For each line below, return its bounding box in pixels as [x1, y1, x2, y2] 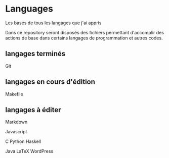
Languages [5, 3, 53, 15]
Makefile [5, 91, 24, 97]
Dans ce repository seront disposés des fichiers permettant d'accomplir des [5, 29, 164, 35]
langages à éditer [5, 106, 62, 114]
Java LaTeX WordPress [5, 148, 54, 154]
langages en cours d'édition [5, 78, 95, 86]
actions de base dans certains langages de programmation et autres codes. [5, 35, 163, 41]
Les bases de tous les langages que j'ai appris [5, 20, 102, 26]
